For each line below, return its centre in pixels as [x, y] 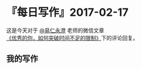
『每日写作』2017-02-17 [67, 12]
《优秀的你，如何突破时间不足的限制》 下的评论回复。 [72, 38]
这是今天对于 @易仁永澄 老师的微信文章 [55, 30]
